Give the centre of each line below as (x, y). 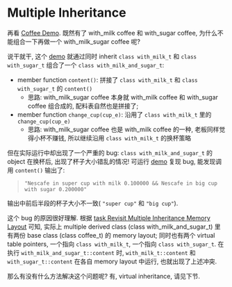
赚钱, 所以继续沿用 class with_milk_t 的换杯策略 (122, 138)
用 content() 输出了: (36, 170)
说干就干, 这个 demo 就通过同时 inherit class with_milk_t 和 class (102, 56)
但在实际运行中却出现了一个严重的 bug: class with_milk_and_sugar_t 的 (110, 153)
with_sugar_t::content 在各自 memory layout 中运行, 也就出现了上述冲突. (112, 261)
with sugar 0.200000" (55, 189)
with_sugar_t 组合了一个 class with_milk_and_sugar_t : (86, 65)
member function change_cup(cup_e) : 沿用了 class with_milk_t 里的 (114, 114)
